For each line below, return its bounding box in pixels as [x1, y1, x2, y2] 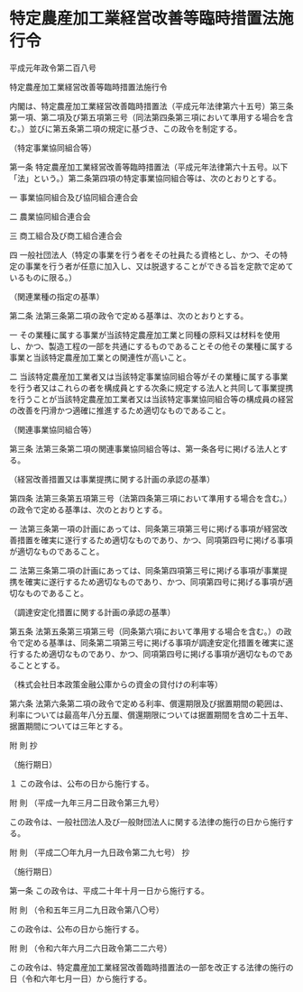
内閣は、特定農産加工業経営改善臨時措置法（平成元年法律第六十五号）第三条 [9, 100, 294, 111]
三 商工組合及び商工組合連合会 [9, 230, 123, 241]
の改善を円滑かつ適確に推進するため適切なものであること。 [9, 405, 231, 416]
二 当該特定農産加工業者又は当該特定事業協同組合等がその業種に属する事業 [9, 371, 289, 381]
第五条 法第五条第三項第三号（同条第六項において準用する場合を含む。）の [9, 626, 284, 637]
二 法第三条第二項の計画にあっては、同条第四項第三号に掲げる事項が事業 [9, 565, 280, 575]
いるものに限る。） [9, 271, 77, 282]
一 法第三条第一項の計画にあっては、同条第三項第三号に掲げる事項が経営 [9, 523, 280, 534]
